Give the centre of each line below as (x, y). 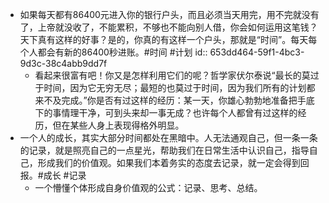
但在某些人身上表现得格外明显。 (118, 125)
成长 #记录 (65, 175)
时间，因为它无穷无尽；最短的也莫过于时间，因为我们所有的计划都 (179, 87)
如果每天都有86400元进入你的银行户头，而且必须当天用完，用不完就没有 (169, 14)
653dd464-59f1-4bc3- (257, 52)
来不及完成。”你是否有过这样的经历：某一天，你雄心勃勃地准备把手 (170, 100)
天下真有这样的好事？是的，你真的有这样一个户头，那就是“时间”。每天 (164, 39)
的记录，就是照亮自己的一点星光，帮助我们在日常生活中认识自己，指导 (164, 150)
